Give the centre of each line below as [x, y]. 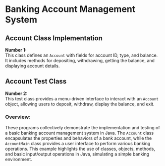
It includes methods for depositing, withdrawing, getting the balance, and [80, 60]
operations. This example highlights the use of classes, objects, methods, [80, 149]
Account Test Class [36, 81]
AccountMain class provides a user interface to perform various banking [78, 144]
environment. [19, 160]
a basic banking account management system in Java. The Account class [80, 133]
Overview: [18, 117]
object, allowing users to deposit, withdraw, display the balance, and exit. [80, 104]
